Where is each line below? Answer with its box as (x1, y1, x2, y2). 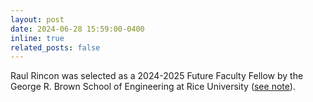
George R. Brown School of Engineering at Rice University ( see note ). (10, 81, 296, 93)
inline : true (10, 33, 65, 43)
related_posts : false (10, 42, 101, 53)
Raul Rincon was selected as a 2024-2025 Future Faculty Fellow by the (10, 70, 304, 82)
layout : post (10, 14, 65, 25)
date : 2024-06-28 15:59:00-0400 (10, 24, 145, 34)
